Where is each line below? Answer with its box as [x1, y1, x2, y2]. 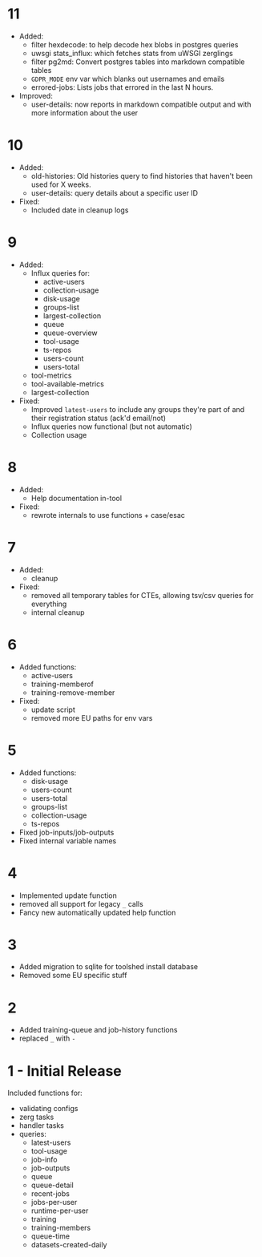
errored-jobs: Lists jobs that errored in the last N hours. [30, 82, 214, 92]
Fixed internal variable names [18, 835, 117, 846]
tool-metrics [30, 370, 72, 380]
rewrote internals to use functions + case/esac [30, 510, 186, 519]
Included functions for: [7, 1088, 83, 1098]
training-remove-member [30, 687, 115, 697]
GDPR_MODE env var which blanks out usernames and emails [30, 74, 225, 83]
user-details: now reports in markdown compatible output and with [30, 99, 252, 109]
